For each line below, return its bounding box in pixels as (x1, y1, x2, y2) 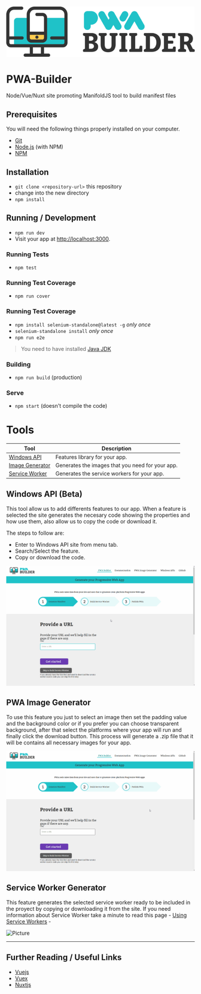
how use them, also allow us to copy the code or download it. (6, 517, 157, 525)
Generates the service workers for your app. (55, 470, 165, 477)
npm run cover (14, 293, 50, 299)
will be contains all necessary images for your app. (6, 739, 132, 746)
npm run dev (14, 230, 45, 236)
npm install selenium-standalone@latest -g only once (14, 321, 151, 328)
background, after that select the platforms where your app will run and (6, 726, 182, 734)
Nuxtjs (14, 981, 32, 988)
